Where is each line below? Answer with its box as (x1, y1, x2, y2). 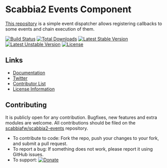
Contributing (5, 101, 47, 109)
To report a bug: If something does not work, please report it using (12, 146, 153, 152)
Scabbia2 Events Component (5, 4, 132, 15)
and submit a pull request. (12, 140, 68, 147)
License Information (12, 86, 55, 92)
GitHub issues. (12, 151, 44, 157)
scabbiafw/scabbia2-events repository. (5, 125, 88, 131)
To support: (12, 157, 37, 163)
